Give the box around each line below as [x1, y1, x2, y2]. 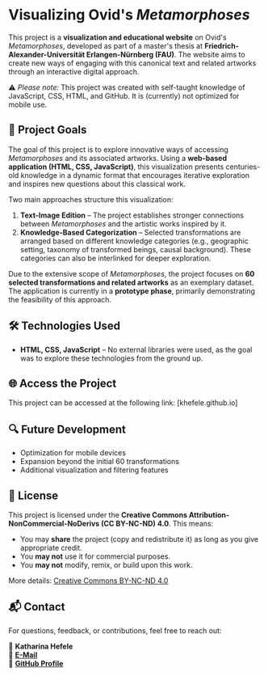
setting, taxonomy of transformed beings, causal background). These [19, 244, 252, 254]
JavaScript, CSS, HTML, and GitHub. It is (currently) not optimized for [8, 91, 240, 100]
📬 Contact [8, 600, 65, 614]
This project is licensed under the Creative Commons [8, 510, 188, 519]
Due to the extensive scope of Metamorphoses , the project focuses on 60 [8, 268, 255, 278]
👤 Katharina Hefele [8, 641, 73, 651]
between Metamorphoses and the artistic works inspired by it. [19, 218, 228, 228]
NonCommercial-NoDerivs [8, 519, 100, 528]
